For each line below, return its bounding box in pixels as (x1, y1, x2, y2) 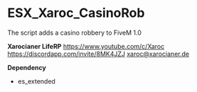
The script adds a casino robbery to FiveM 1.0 (7, 28, 142, 37)
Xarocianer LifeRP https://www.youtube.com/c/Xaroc (7, 42, 165, 50)
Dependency (7, 63, 46, 71)
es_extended (17, 76, 55, 86)
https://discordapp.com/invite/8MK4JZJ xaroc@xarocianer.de (7, 50, 190, 58)
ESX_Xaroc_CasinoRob (7, 5, 145, 21)
